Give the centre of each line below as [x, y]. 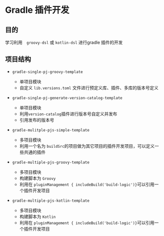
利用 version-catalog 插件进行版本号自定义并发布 [68, 114]
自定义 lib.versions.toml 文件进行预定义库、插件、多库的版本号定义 [89, 88]
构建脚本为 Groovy [38, 178]
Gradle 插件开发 [37, 10]
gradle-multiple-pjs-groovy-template [51, 162]
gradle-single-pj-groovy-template [47, 72]
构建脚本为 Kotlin [38, 216]
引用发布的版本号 [37, 120]
